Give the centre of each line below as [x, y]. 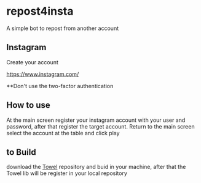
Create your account [32, 62]
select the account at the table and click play [63, 133]
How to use [28, 105]
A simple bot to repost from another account [62, 28]
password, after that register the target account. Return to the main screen [100, 126]
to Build [21, 152]
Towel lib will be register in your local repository [67, 173]
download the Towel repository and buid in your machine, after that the [96, 167]
